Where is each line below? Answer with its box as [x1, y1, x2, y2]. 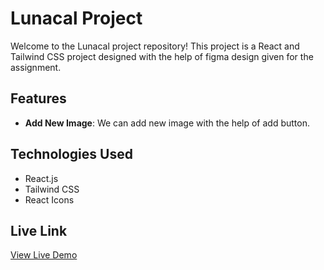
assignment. [10, 61, 62, 73]
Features [10, 90, 67, 107]
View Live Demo [10, 249, 78, 261]
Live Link [10, 222, 68, 239]
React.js [24, 172, 59, 184]
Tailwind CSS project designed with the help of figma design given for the [10, 50, 314, 62]
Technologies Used [10, 146, 133, 163]
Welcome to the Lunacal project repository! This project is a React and [10, 40, 300, 52]
